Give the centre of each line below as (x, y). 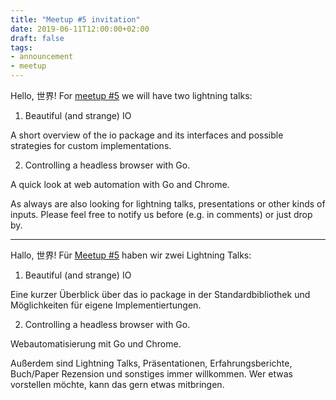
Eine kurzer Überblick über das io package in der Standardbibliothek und (160, 294)
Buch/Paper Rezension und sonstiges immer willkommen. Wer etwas (151, 374)
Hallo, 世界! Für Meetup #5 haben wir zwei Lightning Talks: (131, 255)
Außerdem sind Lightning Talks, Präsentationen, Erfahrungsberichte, (151, 363)
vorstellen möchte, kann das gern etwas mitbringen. (117, 384)
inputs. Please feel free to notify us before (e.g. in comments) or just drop (161, 214)
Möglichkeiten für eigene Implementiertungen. (106, 305)
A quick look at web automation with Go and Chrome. (120, 184)
